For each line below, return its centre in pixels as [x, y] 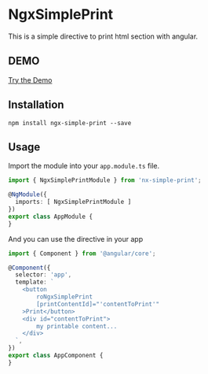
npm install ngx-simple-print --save [70, 123]
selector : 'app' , [44, 275]
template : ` [35, 282]
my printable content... [77, 326]
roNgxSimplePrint [64, 297]
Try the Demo [30, 80]
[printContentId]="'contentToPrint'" [98, 304]
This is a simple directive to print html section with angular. [103, 36]
